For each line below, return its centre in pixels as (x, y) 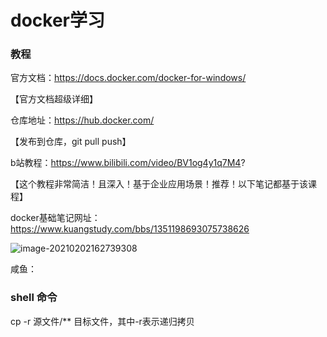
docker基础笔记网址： (55, 218)
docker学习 (57, 20)
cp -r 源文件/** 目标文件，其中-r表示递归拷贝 (102, 321)
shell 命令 (34, 298)
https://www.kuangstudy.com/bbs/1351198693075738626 (130, 229)
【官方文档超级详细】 (54, 99)
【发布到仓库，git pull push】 (71, 142)
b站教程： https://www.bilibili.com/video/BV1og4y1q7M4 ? (128, 163)
